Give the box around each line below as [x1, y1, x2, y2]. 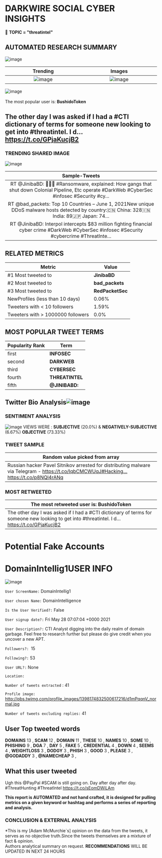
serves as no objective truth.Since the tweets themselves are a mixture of [5, 833, 151, 839]
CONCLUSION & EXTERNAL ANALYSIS [5, 817, 97, 824]
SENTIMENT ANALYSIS [5, 413, 61, 420]
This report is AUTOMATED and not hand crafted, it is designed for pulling [5, 794, 156, 800]
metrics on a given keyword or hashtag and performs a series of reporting [5, 800, 156, 806]
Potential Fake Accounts [5, 541, 105, 552]
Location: [5, 674, 25, 679]
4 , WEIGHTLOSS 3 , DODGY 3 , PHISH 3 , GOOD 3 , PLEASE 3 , [5, 748, 133, 754]
